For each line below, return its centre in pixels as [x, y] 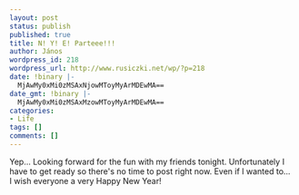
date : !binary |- [42, 77]
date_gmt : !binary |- [50, 93]
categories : [32, 111]
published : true [40, 34]
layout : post [34, 18]
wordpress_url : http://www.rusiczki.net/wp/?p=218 [107, 69]
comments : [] [34, 136]
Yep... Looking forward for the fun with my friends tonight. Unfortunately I [147, 161]
